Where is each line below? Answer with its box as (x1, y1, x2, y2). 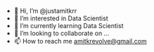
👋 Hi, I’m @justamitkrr (13, 7, 77, 15)
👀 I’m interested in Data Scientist (13, 14, 108, 22)
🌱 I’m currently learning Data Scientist (13, 22, 124, 30)
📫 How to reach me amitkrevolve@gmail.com (13, 37, 147, 45)
